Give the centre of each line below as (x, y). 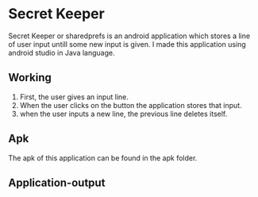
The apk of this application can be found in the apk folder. (103, 158)
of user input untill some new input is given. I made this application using (127, 44)
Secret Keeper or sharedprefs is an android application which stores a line (129, 36)
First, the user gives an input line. (74, 97)
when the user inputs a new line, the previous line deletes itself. (123, 114)
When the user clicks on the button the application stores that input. (131, 105)
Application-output (57, 182)
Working (30, 77)
